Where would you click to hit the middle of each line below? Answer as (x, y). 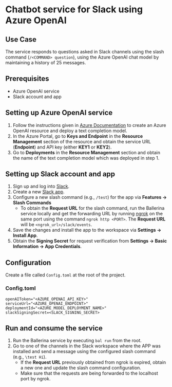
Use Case (21, 39)
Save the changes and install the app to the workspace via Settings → (87, 230)
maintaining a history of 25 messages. (46, 62)
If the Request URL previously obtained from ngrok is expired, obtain (93, 362)
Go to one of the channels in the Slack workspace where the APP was (87, 346)
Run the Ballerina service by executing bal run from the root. (77, 341)
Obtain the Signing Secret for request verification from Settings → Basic (90, 241)
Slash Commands (32, 203)
